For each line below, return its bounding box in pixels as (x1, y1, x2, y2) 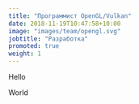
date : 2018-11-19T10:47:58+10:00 (8, 19, 121, 28)
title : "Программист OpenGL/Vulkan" (8, 11, 132, 20)
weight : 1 (8, 50, 42, 58)
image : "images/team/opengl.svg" (8, 27, 121, 35)
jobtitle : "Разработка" (8, 34, 89, 43)
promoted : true (8, 42, 60, 50)
